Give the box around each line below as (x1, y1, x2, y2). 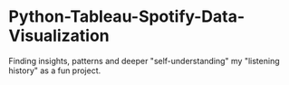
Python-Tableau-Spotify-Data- (8, 6, 246, 27)
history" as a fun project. (8, 65, 101, 76)
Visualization (8, 25, 110, 46)
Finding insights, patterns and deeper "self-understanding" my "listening (8, 55, 280, 66)
